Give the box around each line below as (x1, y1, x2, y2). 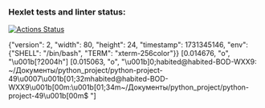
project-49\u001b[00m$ (8, 91, 89, 101)
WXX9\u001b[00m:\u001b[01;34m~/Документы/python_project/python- (8, 82, 250, 92)
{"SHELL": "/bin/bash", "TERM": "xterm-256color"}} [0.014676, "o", (8, 49, 230, 58)
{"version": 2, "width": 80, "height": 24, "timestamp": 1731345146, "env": (8, 40, 249, 50)
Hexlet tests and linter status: (8, 6, 126, 18)
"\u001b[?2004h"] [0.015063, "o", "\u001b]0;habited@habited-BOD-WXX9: (8, 57, 257, 66)
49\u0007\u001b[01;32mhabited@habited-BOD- (8, 74, 169, 84)
